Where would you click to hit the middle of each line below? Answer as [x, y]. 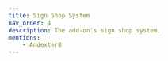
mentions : [25, 38]
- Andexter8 [42, 45]
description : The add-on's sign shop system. [84, 30]
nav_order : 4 [30, 23]
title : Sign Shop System [49, 15]
